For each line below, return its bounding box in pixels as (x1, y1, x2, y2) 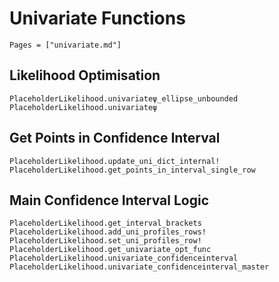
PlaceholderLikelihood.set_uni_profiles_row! (9, 236, 202, 246)
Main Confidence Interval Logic (9, 192, 210, 209)
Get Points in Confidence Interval (9, 130, 221, 147)
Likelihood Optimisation (9, 67, 161, 84)
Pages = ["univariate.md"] (9, 40, 122, 50)
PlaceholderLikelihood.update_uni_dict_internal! (9, 156, 221, 166)
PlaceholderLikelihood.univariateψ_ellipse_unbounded (9, 93, 239, 104)
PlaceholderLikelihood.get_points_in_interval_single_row (9, 165, 256, 175)
